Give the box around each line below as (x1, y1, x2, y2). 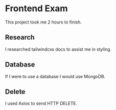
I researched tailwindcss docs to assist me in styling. (5, 46, 112, 52)
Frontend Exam (5, 3, 68, 14)
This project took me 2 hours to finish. (5, 19, 82, 25)
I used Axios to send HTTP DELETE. (5, 101, 77, 107)
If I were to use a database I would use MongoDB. (5, 73, 106, 79)
